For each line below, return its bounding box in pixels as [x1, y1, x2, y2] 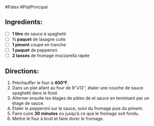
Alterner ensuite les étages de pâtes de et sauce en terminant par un [12, 95, 149, 101]
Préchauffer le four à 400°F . [12, 80, 69, 85]
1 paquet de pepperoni [12, 47, 58, 53]
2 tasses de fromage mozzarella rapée [12, 53, 90, 58]
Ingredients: [5, 18, 43, 26]
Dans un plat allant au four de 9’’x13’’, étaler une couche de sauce [12, 84, 144, 91]
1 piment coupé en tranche [12, 42, 66, 47]
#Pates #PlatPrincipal [5, 4, 48, 10]
